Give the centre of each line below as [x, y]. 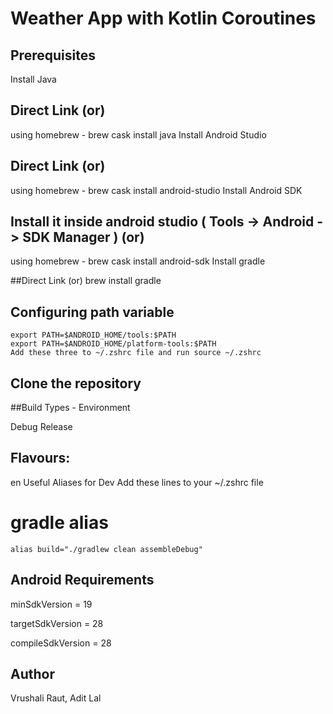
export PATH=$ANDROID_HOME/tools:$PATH [93, 335]
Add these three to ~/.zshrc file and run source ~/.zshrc [136, 353]
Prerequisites [53, 55]
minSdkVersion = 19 [51, 604]
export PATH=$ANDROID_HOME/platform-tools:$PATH [113, 344]
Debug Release [41, 427]
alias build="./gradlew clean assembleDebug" [106, 549]
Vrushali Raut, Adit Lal [56, 698]
